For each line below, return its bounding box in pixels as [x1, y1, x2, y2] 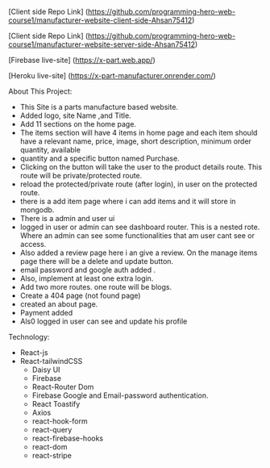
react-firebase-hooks [31, 433, 104, 443]
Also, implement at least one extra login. [19, 274, 154, 283]
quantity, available [19, 145, 81, 154]
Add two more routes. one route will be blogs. [19, 282, 172, 291]
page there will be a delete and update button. [19, 257, 174, 265]
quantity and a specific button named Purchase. [19, 153, 180, 163]
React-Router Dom [31, 382, 94, 391]
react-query [31, 425, 73, 434]
